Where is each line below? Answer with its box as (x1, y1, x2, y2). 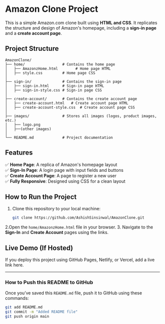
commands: (5, 295, 29, 301)
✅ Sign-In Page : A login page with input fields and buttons (5, 167, 124, 173)
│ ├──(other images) (5, 127, 52, 131)
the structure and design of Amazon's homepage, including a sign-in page (5, 25, 157, 31)
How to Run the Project (5, 193, 77, 201)
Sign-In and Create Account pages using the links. (5, 229, 109, 235)
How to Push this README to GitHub (5, 279, 93, 286)
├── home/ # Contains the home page (5, 62, 115, 67)
